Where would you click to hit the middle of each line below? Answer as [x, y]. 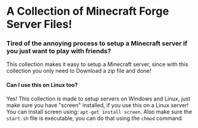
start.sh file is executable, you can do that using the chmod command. [95, 118]
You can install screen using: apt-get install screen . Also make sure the [99, 111]
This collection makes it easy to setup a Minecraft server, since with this [97, 64]
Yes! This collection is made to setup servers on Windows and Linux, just [98, 99]
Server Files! [39, 24]
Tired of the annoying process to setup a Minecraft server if [97, 43]
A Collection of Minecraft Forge [88, 11]
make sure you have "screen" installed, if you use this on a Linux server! [97, 105]
